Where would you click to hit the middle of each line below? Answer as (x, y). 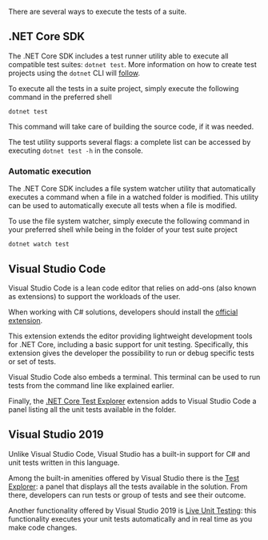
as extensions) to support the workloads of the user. (94, 296)
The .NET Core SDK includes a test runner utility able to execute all (118, 56)
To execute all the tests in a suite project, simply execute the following (124, 88)
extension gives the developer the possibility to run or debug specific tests (131, 353)
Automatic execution (50, 171)
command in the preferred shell (60, 97)
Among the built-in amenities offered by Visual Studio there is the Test (124, 478)
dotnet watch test (39, 244)
